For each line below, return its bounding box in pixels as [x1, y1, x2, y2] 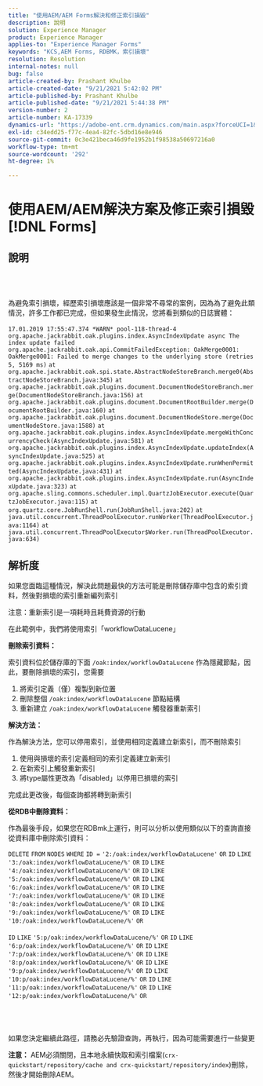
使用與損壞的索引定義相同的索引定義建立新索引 [19, 753, 171, 762]
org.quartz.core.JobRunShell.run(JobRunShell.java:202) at [8, 506, 204, 514]
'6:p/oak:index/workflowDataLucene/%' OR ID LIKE [8, 942, 168, 950]
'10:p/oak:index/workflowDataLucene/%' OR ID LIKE [8, 975, 172, 983]
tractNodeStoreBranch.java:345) [8, 376, 113, 385]
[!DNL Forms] [8, 218, 97, 236]
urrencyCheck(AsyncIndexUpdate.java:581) [8, 437, 146, 445]
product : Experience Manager [8, 33, 103, 42]
